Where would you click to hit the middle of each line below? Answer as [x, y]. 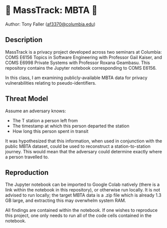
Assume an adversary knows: [36, 111]
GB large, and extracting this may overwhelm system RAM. [66, 200]
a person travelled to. [27, 157]
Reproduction [27, 172]
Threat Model [27, 99]
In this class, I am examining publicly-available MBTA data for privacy [76, 78]
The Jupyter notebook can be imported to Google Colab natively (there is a [82, 184]
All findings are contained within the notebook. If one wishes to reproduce [81, 210]
